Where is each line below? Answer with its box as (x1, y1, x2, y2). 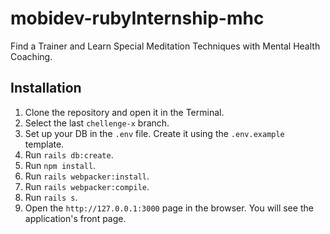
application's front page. (24, 212, 127, 224)
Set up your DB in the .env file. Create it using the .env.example (24, 127, 285, 139)
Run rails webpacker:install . (24, 170, 150, 182)
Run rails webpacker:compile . (24, 180, 150, 192)
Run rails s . (24, 191, 78, 203)
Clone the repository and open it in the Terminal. (24, 106, 225, 118)
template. (24, 138, 65, 150)
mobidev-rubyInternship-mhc (10, 7, 265, 30)
